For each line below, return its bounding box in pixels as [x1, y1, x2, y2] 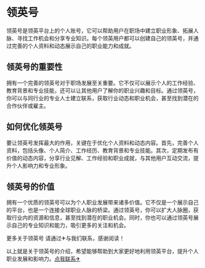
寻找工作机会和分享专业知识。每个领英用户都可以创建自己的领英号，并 [16, 34, 193, 42]
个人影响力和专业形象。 [11, 162, 71, 169]
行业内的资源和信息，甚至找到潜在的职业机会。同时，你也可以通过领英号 [11, 214, 193, 222]
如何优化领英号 [6, 121, 63, 132]
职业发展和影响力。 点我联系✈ [6, 255, 81, 263]
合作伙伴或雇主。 [6, 102, 49, 109]
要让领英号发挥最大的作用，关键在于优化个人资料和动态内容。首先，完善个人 [6, 139, 199, 147]
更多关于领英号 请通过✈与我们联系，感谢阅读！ [6, 234, 125, 242]
